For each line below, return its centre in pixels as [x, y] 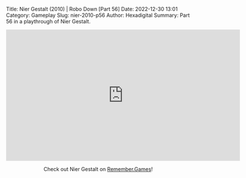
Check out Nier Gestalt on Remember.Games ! [98, 169]
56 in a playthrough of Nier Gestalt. [48, 21]
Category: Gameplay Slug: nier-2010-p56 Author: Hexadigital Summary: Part [98, 15]
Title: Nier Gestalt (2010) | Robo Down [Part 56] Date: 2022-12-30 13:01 [92, 9]
